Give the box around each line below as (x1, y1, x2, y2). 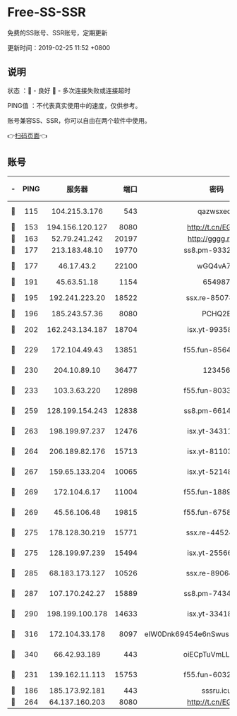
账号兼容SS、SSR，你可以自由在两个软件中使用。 (7, 116, 151, 124)
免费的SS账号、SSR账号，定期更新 (7, 28, 108, 37)
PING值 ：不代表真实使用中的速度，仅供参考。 (7, 101, 142, 109)
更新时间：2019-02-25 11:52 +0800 (7, 43, 111, 52)
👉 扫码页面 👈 (7, 131, 48, 140)
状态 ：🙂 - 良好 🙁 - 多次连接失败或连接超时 (7, 86, 130, 95)
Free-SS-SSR (7, 4, 86, 20)
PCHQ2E (202, 309, 231, 318)
